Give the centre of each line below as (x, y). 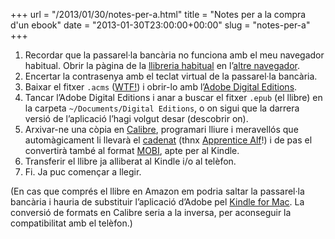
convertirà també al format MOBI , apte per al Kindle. (132, 150)
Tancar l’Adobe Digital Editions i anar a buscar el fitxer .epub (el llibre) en (173, 97)
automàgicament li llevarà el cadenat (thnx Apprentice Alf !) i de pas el (168, 140)
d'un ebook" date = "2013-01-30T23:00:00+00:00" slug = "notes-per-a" (160, 25)
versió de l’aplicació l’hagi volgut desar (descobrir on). (136, 118)
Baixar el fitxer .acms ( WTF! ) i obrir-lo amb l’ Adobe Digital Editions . (161, 87)
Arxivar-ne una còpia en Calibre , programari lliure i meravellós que (161, 129)
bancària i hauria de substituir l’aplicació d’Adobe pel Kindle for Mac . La (157, 202)
